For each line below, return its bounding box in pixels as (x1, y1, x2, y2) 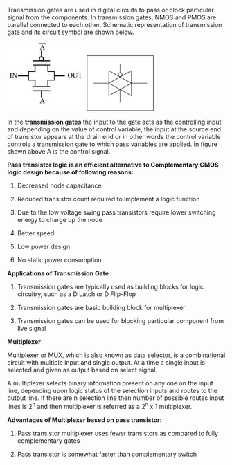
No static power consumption (17, 256, 102, 264)
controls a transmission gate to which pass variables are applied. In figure (7, 140, 218, 148)
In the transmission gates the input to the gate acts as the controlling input (7, 118, 222, 126)
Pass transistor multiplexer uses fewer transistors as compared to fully (17, 429, 219, 437)
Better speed (17, 229, 55, 237)
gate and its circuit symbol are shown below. (7, 28, 134, 36)
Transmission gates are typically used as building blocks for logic (17, 283, 204, 291)
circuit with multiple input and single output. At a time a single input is (7, 358, 206, 366)
